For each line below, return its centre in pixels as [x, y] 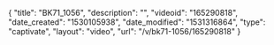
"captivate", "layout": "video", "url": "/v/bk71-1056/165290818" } [125, 31]
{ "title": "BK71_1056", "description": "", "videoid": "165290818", [123, 13]
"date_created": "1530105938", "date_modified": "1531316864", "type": [137, 22]
